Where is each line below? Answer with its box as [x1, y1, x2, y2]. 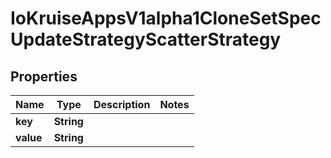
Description [93, 98, 151, 111]
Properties [10, 68, 78, 85]
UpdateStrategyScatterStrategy [10, 28, 282, 51]
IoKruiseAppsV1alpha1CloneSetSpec [10, 7, 322, 30]
